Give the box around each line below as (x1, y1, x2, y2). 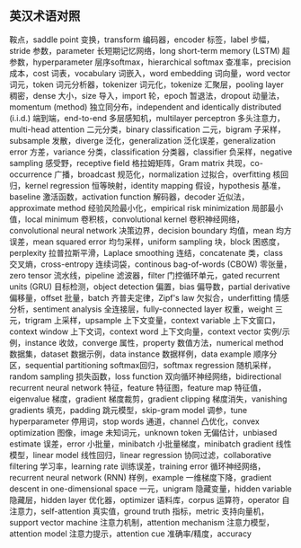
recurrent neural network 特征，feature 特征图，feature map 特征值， (9, 382, 267, 393)
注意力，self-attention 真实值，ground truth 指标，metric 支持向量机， (9, 506, 270, 517)
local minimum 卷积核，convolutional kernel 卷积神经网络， (24, 214, 244, 225)
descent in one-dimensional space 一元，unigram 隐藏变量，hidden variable (9, 483, 292, 494)
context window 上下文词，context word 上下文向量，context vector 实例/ (9, 326, 283, 337)
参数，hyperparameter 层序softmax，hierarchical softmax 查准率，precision (9, 57, 292, 67)
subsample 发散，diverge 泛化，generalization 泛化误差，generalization (9, 135, 276, 146)
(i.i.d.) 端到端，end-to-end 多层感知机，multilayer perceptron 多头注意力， (9, 112, 286, 123)
